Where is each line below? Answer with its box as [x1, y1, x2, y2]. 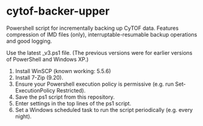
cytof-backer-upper [6, 4, 110, 18]
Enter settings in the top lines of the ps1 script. [15, 99, 132, 107]
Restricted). [57, 86, 86, 94]
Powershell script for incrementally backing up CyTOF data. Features [6, 24, 179, 32]
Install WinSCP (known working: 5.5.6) [15, 67, 111, 74]
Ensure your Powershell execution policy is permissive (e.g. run [15, 80, 174, 88]
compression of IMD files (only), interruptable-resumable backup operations [6, 30, 198, 38]
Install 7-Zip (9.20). [15, 74, 64, 81]
